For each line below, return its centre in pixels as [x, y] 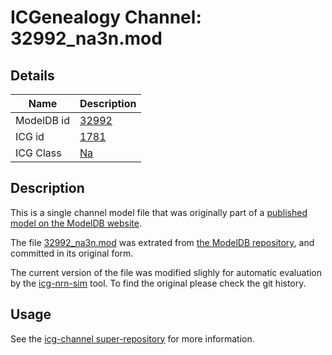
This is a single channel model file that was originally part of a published [159, 212]
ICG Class [38, 153]
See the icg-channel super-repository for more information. [132, 338]
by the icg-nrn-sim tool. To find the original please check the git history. [158, 283]
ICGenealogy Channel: [106, 17]
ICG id [30, 136]
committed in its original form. [72, 253]
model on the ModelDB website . [76, 223]
